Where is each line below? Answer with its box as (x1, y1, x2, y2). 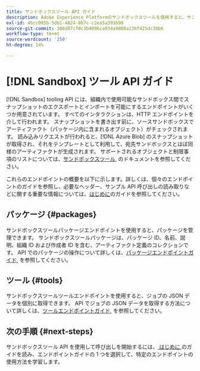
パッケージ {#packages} (6, 209, 97, 219)
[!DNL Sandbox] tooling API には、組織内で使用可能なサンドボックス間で (6, 95, 185, 103)
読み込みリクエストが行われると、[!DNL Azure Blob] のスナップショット (17, 132, 193, 140)
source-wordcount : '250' (6, 36, 68, 42)
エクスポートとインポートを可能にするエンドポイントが (47, 103, 183, 110)
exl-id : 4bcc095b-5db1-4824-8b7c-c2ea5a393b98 (6, 20, 124, 26)
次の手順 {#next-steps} (6, 326, 93, 336)
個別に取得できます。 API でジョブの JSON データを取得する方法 (21, 299, 180, 307)
